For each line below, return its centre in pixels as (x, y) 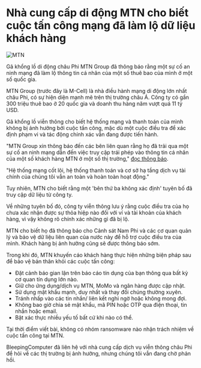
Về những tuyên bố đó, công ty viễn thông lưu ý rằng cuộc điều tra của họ (98, 206)
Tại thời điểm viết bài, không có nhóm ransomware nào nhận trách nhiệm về (100, 329)
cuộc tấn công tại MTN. (35, 335)
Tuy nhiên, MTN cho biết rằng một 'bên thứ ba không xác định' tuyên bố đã (99, 188)
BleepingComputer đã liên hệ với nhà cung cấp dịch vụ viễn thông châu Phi (99, 347)
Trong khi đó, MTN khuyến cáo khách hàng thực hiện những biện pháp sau (99, 255)
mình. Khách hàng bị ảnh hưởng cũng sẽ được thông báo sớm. (83, 243)
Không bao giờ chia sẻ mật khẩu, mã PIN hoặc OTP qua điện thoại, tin (101, 304)
